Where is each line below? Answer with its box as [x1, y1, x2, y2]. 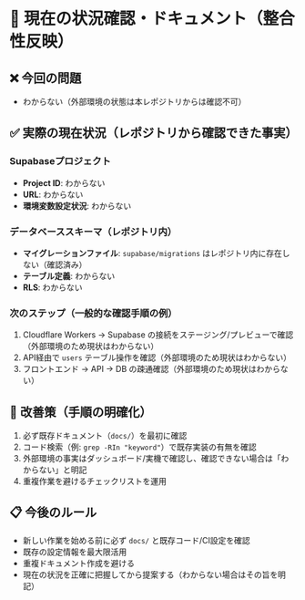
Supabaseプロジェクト [9, 155, 111, 168]
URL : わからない [22, 189, 84, 200]
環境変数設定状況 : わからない [22, 200, 132, 211]
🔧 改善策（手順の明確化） [9, 404, 152, 419]
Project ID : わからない [22, 177, 106, 188]
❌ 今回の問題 [9, 70, 82, 86]
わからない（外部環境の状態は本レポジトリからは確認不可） [22, 97, 247, 107]
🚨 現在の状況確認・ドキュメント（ [9, 8, 264, 29]
